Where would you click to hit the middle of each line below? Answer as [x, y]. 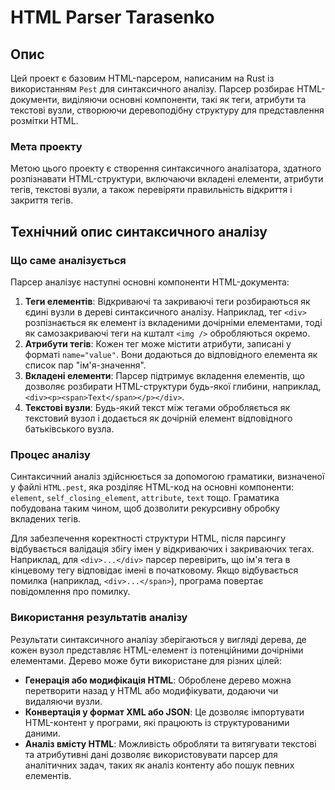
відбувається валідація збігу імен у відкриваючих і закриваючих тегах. [162, 549]
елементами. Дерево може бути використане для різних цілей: [146, 660]
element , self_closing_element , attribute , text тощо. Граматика [145, 498]
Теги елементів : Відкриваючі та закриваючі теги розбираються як [167, 301]
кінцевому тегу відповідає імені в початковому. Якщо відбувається [154, 570]
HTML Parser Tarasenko [112, 17]
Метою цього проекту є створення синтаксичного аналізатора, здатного [166, 168]
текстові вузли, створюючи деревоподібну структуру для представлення [167, 110]
